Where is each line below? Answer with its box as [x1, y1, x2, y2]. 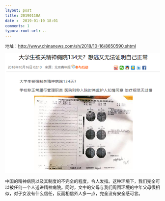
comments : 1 [5, 23, 29, 28]
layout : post [5, 8, 32, 13]
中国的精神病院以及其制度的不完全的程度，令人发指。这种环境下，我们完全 [5, 178, 156, 184]
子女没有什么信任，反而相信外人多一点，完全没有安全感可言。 [18, 190, 143, 196]
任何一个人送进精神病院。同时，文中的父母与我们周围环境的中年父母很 [13, 184, 156, 190]
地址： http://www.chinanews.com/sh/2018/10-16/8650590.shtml [5, 43, 136, 49]
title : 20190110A [5, 13, 41, 18]
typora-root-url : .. [5, 28, 48, 34]
